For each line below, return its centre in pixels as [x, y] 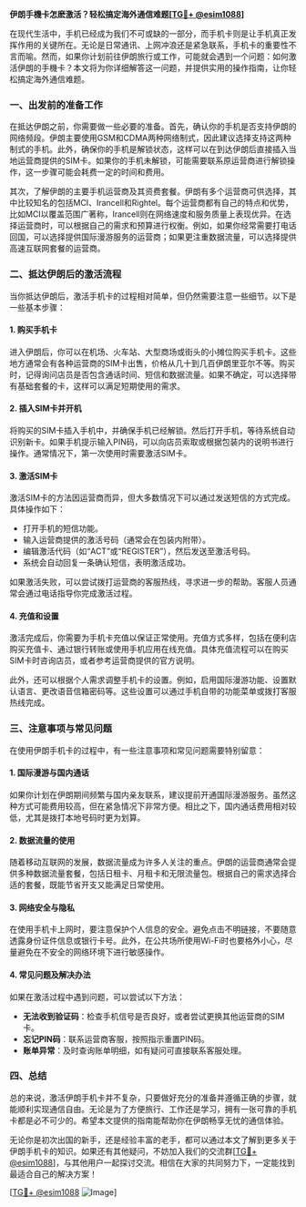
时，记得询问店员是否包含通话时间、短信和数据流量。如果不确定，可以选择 [149, 374]
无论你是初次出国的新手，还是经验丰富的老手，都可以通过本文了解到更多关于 [153, 1140]
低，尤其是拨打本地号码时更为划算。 [77, 817]
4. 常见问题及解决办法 [50, 975]
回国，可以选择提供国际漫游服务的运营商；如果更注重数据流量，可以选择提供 [153, 237]
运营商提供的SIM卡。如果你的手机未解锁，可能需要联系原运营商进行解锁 [152, 161]
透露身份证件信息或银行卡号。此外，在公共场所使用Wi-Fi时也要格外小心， [147, 941]
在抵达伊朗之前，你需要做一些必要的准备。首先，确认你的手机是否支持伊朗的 [153, 127]
